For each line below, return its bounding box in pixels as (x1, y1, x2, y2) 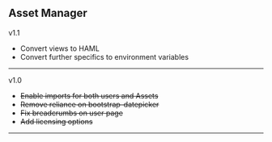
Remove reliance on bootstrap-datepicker (19, 99, 159, 109)
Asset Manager (8, 6, 87, 20)
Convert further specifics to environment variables (19, 52, 189, 61)
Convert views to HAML (19, 44, 100, 53)
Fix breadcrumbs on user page (19, 108, 124, 118)
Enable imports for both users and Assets (19, 90, 159, 100)
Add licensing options (19, 116, 93, 126)
